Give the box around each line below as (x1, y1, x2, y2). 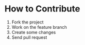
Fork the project (11, 19, 44, 25)
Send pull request (11, 34, 47, 40)
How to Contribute (4, 3, 81, 14)
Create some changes (11, 29, 56, 35)
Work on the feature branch (11, 24, 68, 30)
